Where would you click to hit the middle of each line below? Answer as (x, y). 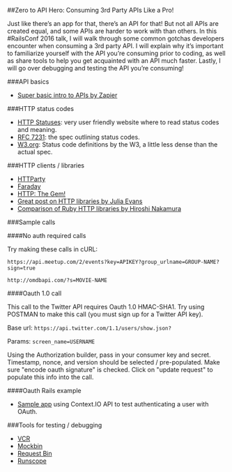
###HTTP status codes (41, 109)
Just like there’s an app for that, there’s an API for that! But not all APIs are (113, 23)
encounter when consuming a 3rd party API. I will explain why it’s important (115, 46)
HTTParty (31, 179)
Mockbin (30, 446)
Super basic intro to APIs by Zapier (67, 95)
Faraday (29, 186)
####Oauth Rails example (44, 391)
